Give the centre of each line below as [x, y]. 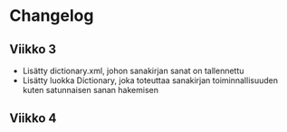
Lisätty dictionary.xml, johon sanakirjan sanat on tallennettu [133, 71]
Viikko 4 [33, 118]
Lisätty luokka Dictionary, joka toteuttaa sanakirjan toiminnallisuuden [150, 80]
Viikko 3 [33, 49]
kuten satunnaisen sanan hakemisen [90, 90]
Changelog [52, 16]
